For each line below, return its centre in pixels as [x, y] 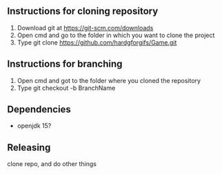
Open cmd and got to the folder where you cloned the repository [109, 80]
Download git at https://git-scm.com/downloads [85, 27]
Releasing [29, 147]
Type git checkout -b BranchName [66, 88]
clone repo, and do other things [52, 164]
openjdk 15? [34, 126]
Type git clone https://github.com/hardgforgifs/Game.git [97, 42]
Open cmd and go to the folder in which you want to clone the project [116, 35]
